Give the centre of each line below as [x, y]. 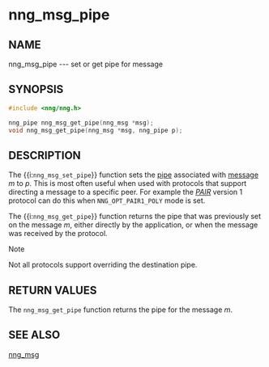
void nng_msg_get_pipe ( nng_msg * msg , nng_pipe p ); [96, 130]
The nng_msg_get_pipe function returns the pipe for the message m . [121, 310]
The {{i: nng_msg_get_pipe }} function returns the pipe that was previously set [135, 217]
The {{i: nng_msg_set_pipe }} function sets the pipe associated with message [134, 175]
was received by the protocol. [58, 234]
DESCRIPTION [45, 155]
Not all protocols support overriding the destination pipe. [103, 265]
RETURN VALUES [53, 290]
